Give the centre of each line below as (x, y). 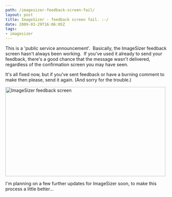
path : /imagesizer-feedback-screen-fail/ (50, 10)
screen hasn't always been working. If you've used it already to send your (84, 54)
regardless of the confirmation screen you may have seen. (67, 65)
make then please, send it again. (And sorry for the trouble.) (68, 80)
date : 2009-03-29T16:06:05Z (35, 24)
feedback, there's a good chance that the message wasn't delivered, (78, 59)
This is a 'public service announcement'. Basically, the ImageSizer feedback (86, 48)
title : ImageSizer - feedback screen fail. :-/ (57, 19)
